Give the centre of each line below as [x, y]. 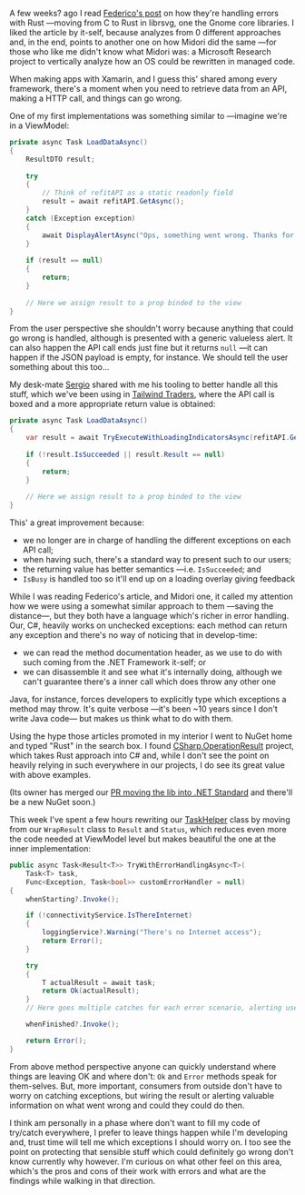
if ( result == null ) [64, 261]
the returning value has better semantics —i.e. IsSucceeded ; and [142, 569]
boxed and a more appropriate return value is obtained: [113, 404]
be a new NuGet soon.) [53, 802]
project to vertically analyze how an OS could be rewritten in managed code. [152, 61]
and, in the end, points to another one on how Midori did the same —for [143, 42]
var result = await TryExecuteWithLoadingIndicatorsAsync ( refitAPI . [158, 438]
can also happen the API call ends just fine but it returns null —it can [138, 348]
